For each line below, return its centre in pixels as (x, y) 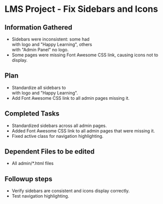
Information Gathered (38, 27)
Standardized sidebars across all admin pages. (59, 125)
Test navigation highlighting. (40, 196)
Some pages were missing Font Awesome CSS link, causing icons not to (85, 55)
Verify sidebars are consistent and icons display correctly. (71, 191)
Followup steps (29, 179)
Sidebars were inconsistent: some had (50, 39)
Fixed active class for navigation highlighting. (58, 136)
